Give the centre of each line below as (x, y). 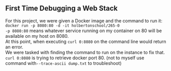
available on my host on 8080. (37, 36)
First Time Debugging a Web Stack (62, 8)
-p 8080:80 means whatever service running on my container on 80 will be (84, 31)
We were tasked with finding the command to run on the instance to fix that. (85, 52)
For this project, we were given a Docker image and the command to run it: (84, 20)
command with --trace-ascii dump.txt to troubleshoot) (64, 63)
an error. (14, 47)
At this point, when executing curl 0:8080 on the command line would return (86, 41)
